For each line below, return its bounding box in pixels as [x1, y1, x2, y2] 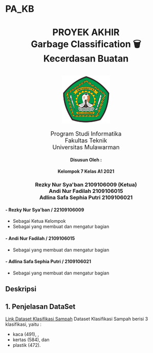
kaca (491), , [12, 331, 39, 338]
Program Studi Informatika [50, 130, 122, 138]
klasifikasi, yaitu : [5, 321, 42, 327]
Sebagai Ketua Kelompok [12, 218, 66, 224]
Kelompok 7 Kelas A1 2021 [57, 168, 115, 174]
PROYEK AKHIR [52, 27, 120, 38]
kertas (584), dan [12, 337, 50, 343]
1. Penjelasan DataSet [5, 302, 76, 311]
